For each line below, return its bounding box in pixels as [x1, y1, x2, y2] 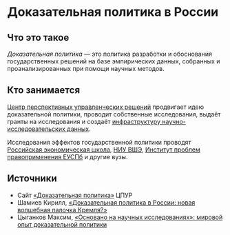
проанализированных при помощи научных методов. [7, 65, 165, 72]
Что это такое [7, 32, 70, 43]
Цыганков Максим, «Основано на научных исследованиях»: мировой [17, 213, 223, 221]
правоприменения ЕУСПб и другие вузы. [7, 152, 128, 161]
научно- [161, 117, 186, 125]
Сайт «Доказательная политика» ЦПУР [17, 191, 133, 199]
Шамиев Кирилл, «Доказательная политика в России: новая [17, 198, 196, 207]
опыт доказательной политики [17, 220, 107, 228]
